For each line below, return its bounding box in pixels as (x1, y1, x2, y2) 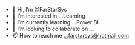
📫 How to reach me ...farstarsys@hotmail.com (12, 32, 129, 39)
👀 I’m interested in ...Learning (12, 12, 85, 19)
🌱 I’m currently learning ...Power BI (12, 19, 99, 26)
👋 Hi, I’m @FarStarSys (12, 6, 67, 13)
